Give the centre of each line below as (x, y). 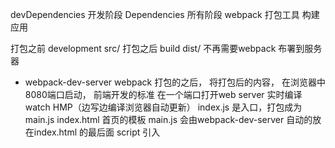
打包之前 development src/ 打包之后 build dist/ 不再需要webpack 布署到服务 (166, 48)
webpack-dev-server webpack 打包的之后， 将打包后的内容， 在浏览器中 (175, 82)
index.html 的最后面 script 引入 (97, 132)
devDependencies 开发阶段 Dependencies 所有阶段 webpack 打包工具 (155, 14)
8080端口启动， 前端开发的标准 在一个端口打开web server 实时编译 (163, 94)
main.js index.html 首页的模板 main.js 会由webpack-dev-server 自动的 (168, 119)
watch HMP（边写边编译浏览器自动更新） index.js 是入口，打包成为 (163, 107)
